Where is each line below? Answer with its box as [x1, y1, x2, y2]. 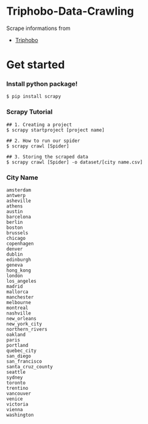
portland [6, 343, 29, 349]
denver [6, 246, 23, 252]
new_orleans [6, 316, 37, 322]
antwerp [6, 193, 26, 199]
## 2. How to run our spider [6, 138, 80, 144]
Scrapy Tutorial [6, 108, 53, 116]
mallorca [6, 289, 29, 295]
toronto [6, 380, 26, 386]
